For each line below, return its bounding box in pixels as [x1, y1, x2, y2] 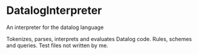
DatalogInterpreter [6, 4, 102, 18]
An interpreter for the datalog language [6, 24, 104, 31]
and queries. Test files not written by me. [6, 42, 108, 49]
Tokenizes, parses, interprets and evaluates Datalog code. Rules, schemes [6, 35, 193, 42]
